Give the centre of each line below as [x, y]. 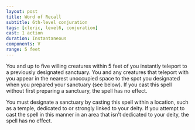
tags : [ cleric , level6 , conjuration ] [52, 28]
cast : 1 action [25, 33]
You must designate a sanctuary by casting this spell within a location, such [97, 102]
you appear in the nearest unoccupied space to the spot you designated [93, 78]
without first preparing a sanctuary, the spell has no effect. [77, 90]
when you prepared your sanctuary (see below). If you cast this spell [89, 85]
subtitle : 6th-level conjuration [47, 22]
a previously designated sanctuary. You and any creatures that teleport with [97, 72]
